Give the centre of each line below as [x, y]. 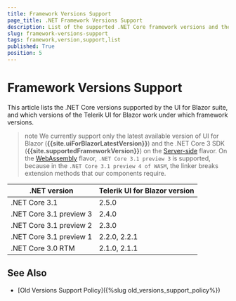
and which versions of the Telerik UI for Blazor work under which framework [118, 115]
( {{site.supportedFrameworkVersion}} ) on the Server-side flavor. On [126, 150]
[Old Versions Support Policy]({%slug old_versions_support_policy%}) [119, 290]
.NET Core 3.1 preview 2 [52, 225]
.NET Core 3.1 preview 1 [52, 236]
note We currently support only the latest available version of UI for [122, 136]
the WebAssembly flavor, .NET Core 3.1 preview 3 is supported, [117, 158]
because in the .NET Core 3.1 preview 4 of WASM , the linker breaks [122, 165]
